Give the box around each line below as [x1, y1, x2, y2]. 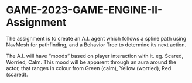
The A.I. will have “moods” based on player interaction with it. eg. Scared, [6, 52, 184, 59]
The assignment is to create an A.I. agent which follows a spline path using [6, 35, 187, 42]
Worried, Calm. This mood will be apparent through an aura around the [6, 59, 177, 66]
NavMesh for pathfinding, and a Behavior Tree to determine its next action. [6, 41, 186, 48]
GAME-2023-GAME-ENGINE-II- [6, 3, 163, 17]
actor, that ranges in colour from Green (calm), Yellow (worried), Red [6, 64, 172, 71]
